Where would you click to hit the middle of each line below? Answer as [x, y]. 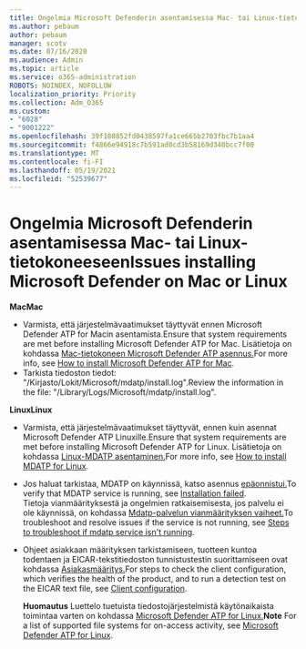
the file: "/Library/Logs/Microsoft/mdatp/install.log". [119, 392]
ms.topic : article [44, 69]
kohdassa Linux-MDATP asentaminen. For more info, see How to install [154, 457]
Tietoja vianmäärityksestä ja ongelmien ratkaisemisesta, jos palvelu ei [153, 503]
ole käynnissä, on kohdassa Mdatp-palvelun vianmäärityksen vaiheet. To [158, 513]
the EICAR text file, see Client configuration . [105, 589]
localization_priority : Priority [73, 94]
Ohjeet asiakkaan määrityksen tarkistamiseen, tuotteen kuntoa [140, 550]
